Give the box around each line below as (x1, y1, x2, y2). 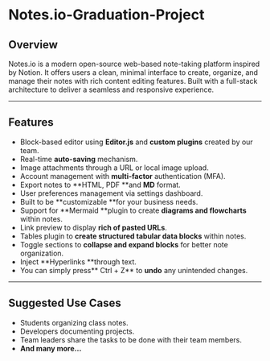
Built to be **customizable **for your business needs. (19, 197, 198, 206)
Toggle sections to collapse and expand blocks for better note (19, 239, 229, 249)
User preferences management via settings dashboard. (19, 188, 203, 198)
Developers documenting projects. (19, 326, 135, 336)
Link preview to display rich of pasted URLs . (19, 222, 167, 232)
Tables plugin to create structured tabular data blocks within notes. (19, 231, 247, 241)
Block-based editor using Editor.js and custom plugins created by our (19, 137, 253, 147)
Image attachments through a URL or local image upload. (19, 163, 209, 172)
